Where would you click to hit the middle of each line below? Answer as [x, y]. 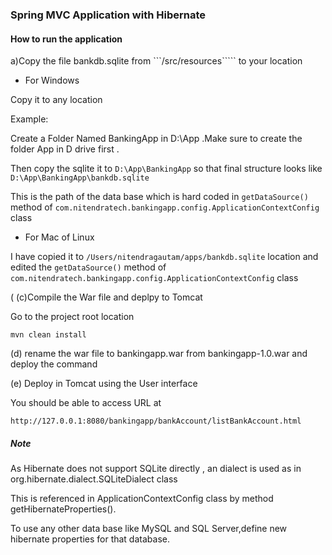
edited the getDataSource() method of [88, 267]
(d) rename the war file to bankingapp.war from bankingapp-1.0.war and [159, 354]
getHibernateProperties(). [63, 509]
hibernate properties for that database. [90, 539]
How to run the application [66, 39]
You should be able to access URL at [86, 403]
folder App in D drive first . [65, 149]
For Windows [52, 80]
